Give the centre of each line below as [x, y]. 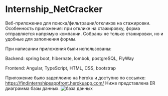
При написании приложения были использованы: [58, 48]
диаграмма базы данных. [33, 88]
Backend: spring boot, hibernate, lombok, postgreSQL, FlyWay [70, 58]
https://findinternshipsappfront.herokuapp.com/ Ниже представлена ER [80, 83]
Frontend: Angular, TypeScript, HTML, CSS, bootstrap [61, 68]
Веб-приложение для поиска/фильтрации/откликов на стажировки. [78, 23]
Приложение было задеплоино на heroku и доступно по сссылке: [75, 77]
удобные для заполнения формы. [41, 39]
